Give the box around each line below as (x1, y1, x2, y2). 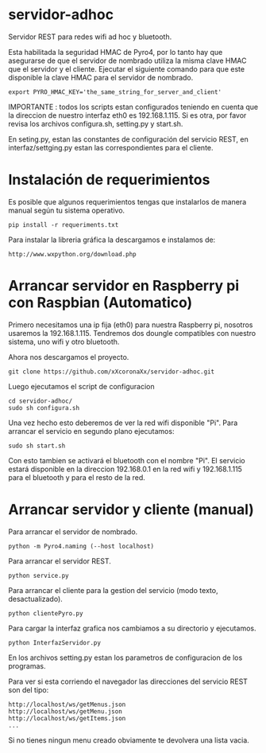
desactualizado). (8, 594, 64, 603)
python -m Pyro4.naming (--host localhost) (8, 542, 155, 550)
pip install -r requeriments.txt (8, 220, 119, 228)
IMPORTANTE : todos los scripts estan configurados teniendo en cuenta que (8, 102, 259, 111)
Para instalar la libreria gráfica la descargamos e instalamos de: (8, 235, 216, 244)
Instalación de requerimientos (8, 171, 210, 189)
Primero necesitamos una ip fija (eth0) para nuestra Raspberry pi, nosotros (8, 320, 253, 330)
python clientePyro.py (8, 609, 83, 618)
